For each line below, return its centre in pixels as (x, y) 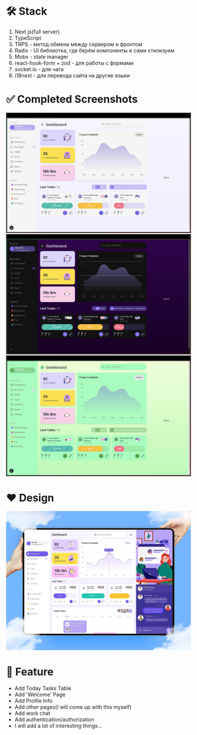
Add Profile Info (33, 700)
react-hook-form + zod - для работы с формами (74, 63)
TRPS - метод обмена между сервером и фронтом (78, 44)
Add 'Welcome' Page (40, 694)
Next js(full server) (37, 31)
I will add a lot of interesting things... (58, 726)
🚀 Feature (30, 672)
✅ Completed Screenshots (72, 99)
